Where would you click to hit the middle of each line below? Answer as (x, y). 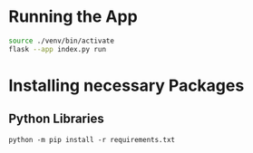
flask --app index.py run (57, 49)
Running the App (73, 17)
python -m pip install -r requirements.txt (92, 139)
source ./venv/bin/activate (62, 41)
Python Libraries (57, 119)
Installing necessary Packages (126, 86)
